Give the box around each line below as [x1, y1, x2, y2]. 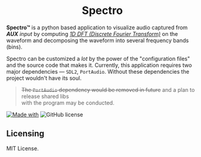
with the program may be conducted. [21, 99, 115, 106]
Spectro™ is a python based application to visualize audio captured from [6, 24, 188, 31]
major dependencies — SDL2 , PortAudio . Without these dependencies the [6, 68, 190, 75]
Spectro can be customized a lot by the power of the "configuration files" [6, 55, 191, 62]
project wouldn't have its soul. [6, 74, 82, 82]
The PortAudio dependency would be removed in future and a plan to [21, 86, 195, 93]
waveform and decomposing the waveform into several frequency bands [6, 37, 189, 44]
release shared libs [21, 92, 69, 100]
